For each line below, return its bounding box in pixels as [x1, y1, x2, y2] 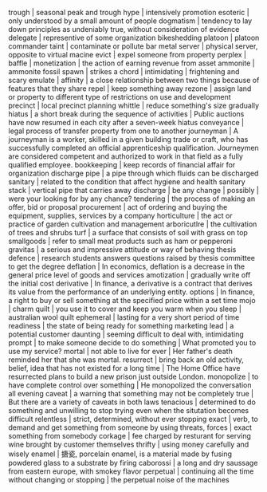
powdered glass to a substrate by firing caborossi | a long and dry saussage [8, 459, 258, 467]
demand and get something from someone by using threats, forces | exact [8, 423, 253, 432]
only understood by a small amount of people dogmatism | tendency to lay [8, 16, 253, 26]
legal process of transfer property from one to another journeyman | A [8, 126, 239, 136]
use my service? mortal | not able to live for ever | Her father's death [8, 347, 233, 356]
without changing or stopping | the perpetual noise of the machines [8, 475, 230, 484]
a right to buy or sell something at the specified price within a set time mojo [8, 296, 257, 305]
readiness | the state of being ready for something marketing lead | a [8, 321, 234, 330]
